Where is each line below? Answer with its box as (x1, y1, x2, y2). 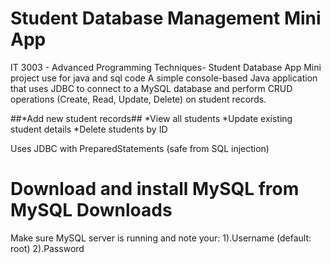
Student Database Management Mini (10, 7, 322, 30)
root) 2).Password (10, 242, 85, 254)
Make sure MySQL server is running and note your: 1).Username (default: (10, 232, 312, 244)
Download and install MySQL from (10, 178, 300, 201)
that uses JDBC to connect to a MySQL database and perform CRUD (10, 82, 293, 94)
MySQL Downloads (10, 199, 173, 222)
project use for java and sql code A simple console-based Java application (10, 72, 318, 84)
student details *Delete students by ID (10, 123, 168, 135)
